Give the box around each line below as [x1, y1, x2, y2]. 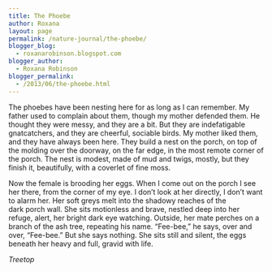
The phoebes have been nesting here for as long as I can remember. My [8, 102, 250, 112]
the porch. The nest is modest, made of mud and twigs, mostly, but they [8, 153, 249, 163]
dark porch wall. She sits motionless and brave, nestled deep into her [8, 204, 240, 214]
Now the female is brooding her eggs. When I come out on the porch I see [8, 178, 257, 188]
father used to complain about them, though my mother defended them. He [8, 110, 261, 120]
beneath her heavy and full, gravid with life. [8, 239, 154, 248]
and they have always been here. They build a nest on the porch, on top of [8, 136, 257, 146]
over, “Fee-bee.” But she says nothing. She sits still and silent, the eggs [8, 230, 247, 240]
